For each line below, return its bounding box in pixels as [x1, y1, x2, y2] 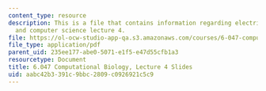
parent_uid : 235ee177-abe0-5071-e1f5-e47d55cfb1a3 [8, 48, 179, 56]
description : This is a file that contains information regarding [8, 19, 232, 27]
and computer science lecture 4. [15, 26, 126, 34]
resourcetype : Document [8, 56, 87, 64]
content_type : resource [8, 11, 87, 20]
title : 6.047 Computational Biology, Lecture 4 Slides [8, 63, 193, 71]
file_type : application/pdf [8, 41, 101, 49]
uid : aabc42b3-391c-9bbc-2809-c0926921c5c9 [8, 70, 154, 78]
